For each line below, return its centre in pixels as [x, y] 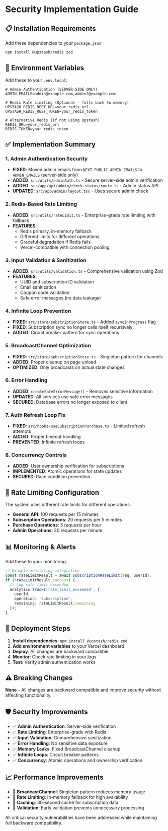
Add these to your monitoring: [36, 562]
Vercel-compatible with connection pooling [65, 247]
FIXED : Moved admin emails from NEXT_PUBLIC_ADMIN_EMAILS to [77, 170]
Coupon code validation [45, 292]
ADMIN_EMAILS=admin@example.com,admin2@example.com [60, 94]
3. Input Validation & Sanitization [46, 260]
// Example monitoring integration [43, 571]
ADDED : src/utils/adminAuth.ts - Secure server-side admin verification [88, 180]
